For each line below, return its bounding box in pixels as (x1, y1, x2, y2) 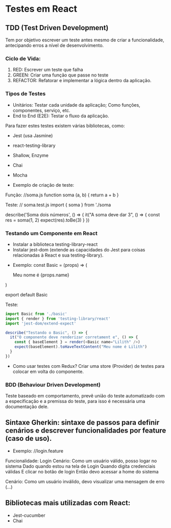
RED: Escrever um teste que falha (12, 67, 83, 73)
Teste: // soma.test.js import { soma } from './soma (5, 202, 111, 208)
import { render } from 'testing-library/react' (5, 316, 111, 321)
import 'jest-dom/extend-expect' (5, 321, 77, 326)
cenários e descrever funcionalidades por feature (5, 426, 166, 435)
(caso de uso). (5, 434, 52, 443)
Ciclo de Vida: (5, 55, 41, 62)
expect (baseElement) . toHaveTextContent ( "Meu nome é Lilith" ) (14, 344, 147, 349)
